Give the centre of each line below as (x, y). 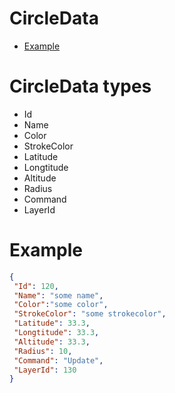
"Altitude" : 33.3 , (52, 342)
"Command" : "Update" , (58, 360)
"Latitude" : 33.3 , (52, 323)
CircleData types (80, 86)
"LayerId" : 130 (45, 370)
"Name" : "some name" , (58, 295)
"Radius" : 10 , (43, 351)
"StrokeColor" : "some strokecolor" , (90, 314)
